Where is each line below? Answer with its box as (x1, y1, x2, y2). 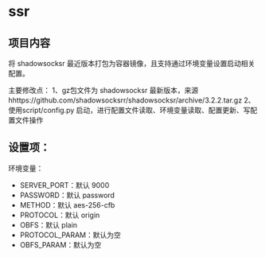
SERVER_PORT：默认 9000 (19, 180, 110, 189)
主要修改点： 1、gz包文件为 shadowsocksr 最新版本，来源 (8, 86, 199, 95)
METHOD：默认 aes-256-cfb (19, 200, 115, 209)
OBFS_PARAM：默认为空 (19, 239, 102, 249)
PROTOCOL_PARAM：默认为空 (19, 230, 121, 239)
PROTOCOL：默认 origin (19, 210, 100, 220)
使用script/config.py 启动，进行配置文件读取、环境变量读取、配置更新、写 (8, 106, 251, 115)
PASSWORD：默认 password (19, 190, 115, 200)
